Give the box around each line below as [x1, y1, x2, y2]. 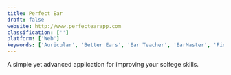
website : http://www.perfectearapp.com [7, 22, 122, 29]
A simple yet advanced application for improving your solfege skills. [7, 61, 199, 68]
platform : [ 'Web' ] [7, 35, 60, 42]
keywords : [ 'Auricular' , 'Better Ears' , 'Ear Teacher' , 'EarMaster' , [7, 42, 211, 48]
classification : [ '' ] [7, 29, 69, 36]
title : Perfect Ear [7, 10, 63, 17]
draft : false [7, 16, 45, 23]
